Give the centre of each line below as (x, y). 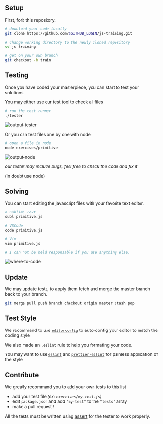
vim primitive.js (23, 244)
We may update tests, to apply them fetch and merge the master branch (78, 289)
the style (14, 359)
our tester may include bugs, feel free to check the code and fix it (71, 166)
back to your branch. (26, 294)
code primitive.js (24, 230)
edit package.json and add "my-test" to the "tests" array (70, 401)
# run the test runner (28, 111)
